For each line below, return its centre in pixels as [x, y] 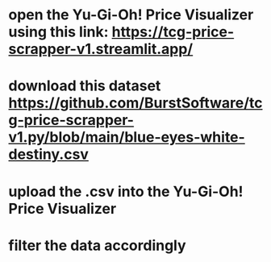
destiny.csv [48, 154]
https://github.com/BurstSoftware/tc [135, 103]
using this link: [58, 32]
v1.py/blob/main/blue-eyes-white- [127, 137]
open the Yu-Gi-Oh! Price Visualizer [131, 15]
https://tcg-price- [173, 32]
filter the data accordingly [98, 245]
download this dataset [85, 86]
